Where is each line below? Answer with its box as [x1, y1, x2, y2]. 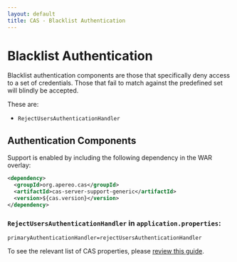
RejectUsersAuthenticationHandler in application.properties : [7, 218, 221, 228]
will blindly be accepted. [7, 86, 79, 95]
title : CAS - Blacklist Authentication [7, 17, 126, 24]
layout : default [7, 10, 56, 18]
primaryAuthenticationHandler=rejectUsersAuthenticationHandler [7, 234, 202, 241]
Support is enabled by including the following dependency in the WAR [7, 154, 212, 162]
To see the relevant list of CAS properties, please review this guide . [7, 246, 204, 255]
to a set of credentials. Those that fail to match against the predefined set [7, 79, 223, 88]
